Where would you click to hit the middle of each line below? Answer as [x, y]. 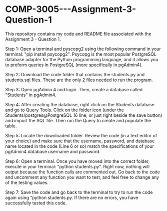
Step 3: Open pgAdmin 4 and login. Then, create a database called [74, 89]
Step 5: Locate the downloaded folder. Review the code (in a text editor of [81, 135]
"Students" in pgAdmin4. [31, 95]
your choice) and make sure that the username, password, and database [80, 141]
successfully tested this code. [36, 203]
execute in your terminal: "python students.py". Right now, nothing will [77, 166]
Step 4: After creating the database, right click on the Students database [80, 104]
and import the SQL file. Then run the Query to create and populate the [78, 120]
